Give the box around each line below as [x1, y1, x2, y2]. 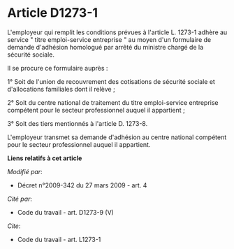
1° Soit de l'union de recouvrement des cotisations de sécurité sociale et [7, 77, 215, 85]
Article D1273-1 [7, 5, 98, 21]
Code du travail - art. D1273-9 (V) [17, 208, 114, 216]
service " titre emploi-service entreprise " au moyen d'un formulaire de [7, 35, 212, 43]
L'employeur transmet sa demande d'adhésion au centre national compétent [7, 133, 227, 141]
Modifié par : [7, 167, 43, 176]
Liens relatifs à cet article [7, 154, 82, 162]
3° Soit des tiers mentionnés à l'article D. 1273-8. [7, 119, 148, 127]
